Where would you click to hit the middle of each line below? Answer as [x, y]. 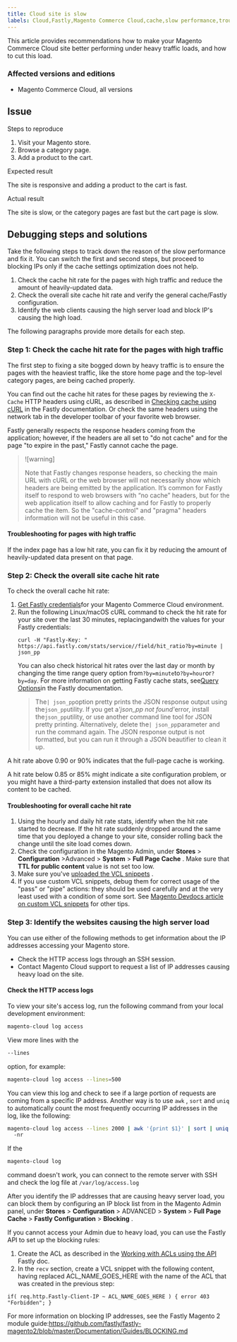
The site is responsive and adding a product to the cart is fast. [98, 185]
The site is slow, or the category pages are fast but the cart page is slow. [113, 212]
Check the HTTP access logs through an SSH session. [97, 959]
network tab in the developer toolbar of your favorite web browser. [104, 416]
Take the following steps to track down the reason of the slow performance [116, 251]
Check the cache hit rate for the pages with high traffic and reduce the [120, 280]
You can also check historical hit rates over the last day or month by [116, 666]
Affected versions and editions [61, 74]
